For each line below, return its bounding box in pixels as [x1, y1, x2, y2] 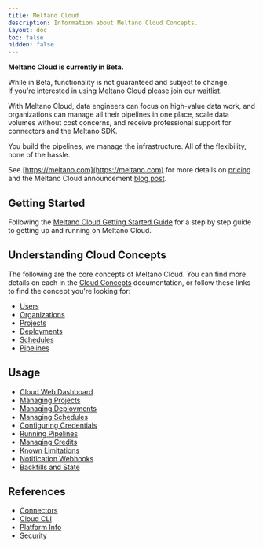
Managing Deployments [19, 403, 97, 413]
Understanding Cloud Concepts [8, 249, 167, 262]
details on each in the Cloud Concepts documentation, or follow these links [8, 277, 251, 287]
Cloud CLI [19, 514, 53, 524]
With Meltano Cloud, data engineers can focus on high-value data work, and [8, 102, 256, 111]
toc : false [8, 33, 44, 42]
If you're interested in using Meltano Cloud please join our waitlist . [8, 86, 222, 95]
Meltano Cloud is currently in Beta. [8, 62, 124, 72]
